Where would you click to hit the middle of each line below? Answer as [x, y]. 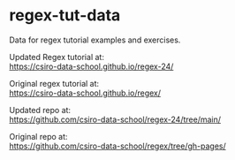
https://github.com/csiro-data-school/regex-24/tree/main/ [115, 119]
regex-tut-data [65, 15]
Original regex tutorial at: [54, 83]
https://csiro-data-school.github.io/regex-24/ [91, 66]
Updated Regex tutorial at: [57, 57]
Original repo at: [38, 136]
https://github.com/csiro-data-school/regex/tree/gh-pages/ [118, 146]
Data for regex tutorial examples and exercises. [95, 40]
